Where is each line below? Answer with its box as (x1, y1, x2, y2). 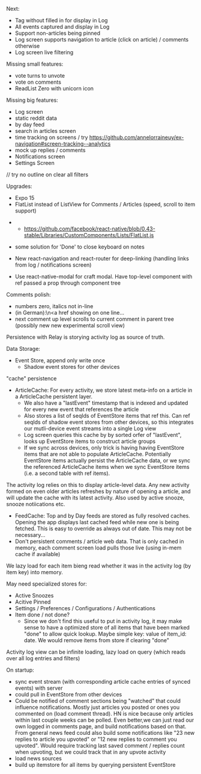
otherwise (14, 42, 40, 49)
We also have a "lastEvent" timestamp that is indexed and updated (23, 400, 188, 406)
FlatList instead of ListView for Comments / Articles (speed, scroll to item (14, 201, 196, 208)
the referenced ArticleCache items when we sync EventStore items (23, 463, 190, 470)
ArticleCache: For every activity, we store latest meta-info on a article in (14, 386, 193, 394)
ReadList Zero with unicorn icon (14, 85, 94, 92)
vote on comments (14, 78, 62, 85)
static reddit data (14, 114, 57, 122)
